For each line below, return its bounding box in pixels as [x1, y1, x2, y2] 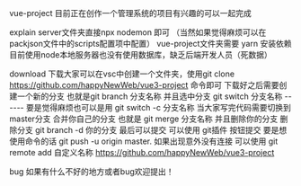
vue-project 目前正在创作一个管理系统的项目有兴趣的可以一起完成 [9, 8, 252, 18]
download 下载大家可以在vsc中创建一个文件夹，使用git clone [9, 68, 235, 79]
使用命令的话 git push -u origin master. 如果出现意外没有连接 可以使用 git [9, 136, 279, 146]
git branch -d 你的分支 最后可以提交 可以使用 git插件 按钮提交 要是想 [34, 125, 288, 135]
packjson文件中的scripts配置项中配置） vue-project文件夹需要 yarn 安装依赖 [9, 39, 292, 49]
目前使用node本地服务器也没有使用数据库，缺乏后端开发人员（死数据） [9, 49, 272, 60]
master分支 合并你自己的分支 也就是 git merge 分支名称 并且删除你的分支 [9, 113, 279, 124]
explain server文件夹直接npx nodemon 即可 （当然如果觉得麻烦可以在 [9, 27, 267, 38]
